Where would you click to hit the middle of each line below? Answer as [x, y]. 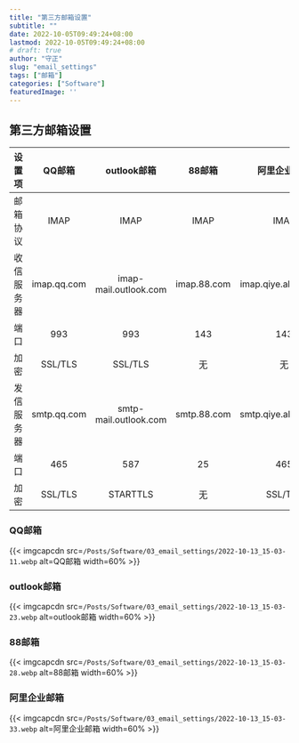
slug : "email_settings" [53, 68]
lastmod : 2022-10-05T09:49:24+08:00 [77, 42]
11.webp [24, 561]
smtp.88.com [203, 415]
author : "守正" [36, 59]
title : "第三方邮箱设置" [50, 17]
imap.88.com [203, 284]
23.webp [24, 618]
